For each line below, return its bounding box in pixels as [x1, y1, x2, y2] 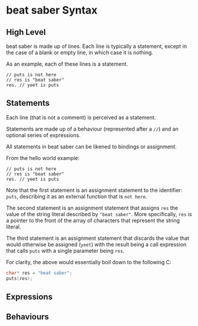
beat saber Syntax [6, 4, 98, 17]
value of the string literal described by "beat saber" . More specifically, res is [6, 210, 193, 217]
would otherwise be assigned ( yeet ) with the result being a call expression [6, 240, 187, 248]
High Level [6, 27, 46, 37]
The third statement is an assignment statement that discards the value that [6, 234, 190, 242]
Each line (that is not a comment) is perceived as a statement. [6, 113, 156, 121]
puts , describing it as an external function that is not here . [6, 193, 147, 200]
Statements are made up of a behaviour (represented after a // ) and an [6, 125, 179, 132]
